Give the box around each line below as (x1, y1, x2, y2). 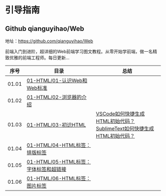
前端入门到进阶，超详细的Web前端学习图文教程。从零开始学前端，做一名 (5, 49, 153, 54)
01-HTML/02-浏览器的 (26, 94, 82, 100)
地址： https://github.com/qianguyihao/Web (5, 38, 93, 44)
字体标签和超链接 (26, 166, 67, 172)
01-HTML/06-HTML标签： (26, 175, 91, 182)
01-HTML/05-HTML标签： (26, 159, 91, 165)
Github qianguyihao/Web (5, 24, 84, 33)
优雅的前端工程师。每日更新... (9, 55, 70, 61)
